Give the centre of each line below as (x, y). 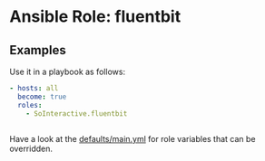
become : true (42, 97)
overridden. (31, 149)
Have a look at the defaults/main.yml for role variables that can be (132, 139)
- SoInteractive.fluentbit (77, 114)
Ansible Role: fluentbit (95, 17)
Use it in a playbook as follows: (67, 71)
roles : (30, 105)
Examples (38, 50)
